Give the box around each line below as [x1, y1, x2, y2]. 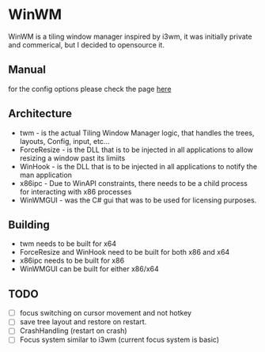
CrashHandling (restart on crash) [19, 326, 128, 335]
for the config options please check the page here [8, 84, 172, 93]
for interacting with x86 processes [19, 187, 132, 196]
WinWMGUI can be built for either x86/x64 [19, 264, 160, 274]
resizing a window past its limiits [19, 153, 126, 163]
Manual [8, 63, 46, 77]
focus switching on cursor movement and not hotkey [19, 308, 192, 318]
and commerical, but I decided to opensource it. [8, 40, 165, 49]
